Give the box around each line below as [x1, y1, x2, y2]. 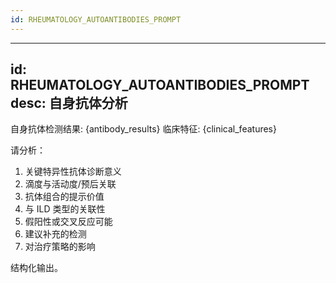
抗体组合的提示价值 [24, 191, 105, 203]
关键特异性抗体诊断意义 [24, 166, 122, 178]
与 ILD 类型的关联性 [24, 203, 106, 215]
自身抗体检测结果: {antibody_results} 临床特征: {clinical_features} [10, 123, 277, 135]
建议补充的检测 [24, 228, 87, 240]
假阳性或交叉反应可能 [24, 216, 113, 228]
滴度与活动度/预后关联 [24, 178, 117, 190]
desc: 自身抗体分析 [10, 95, 128, 112]
